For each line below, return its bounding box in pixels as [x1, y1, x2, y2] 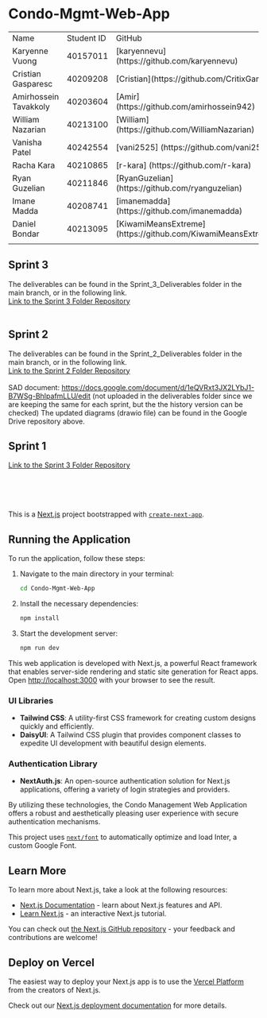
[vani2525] [115, 141, 159, 153]
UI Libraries [8, 695, 54, 706]
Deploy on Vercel [8, 955, 95, 970]
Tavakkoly [12, 101, 50, 112]
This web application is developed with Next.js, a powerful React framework [8, 658, 257, 668]
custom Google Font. [8, 841, 77, 850]
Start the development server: [19, 629, 118, 638]
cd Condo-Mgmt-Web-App [19, 585, 95, 593]
